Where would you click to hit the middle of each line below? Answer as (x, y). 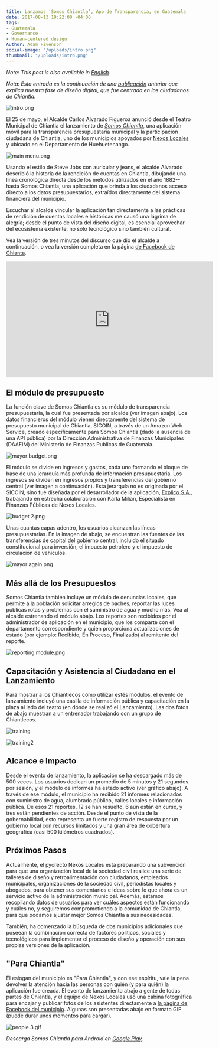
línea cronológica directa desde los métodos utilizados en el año (84, 179)
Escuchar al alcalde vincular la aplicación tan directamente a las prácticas (96, 210)
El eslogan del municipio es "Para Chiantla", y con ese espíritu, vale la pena (98, 978)
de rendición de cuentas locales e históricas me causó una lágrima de (91, 216)
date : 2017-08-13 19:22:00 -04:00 (49, 17)
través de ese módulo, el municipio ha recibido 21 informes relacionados (94, 794)
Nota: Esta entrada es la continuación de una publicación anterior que (92, 84)
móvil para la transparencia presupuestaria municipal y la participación (92, 132)
